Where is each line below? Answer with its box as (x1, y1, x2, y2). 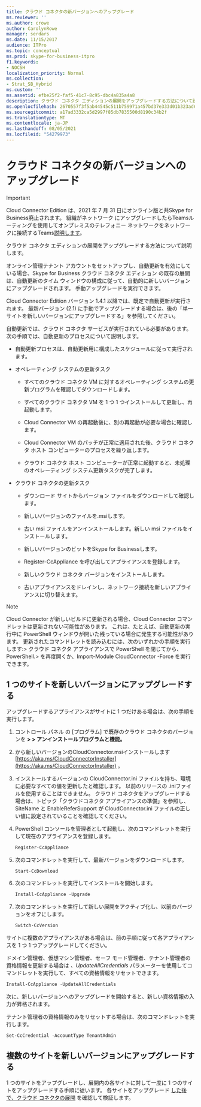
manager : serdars (6, 31, 50, 37)
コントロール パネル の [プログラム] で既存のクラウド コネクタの (14, 728, 173, 735)
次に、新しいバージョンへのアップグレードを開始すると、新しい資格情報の (6, 993, 190, 1000)
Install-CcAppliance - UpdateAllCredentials (6, 981, 117, 988)
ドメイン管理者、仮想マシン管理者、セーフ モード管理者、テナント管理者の (6, 954, 191, 962)
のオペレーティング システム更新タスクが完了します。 (23, 466, 156, 473)
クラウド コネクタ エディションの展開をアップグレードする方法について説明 (6, 242, 192, 249)
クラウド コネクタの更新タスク (14, 479, 90, 486)
